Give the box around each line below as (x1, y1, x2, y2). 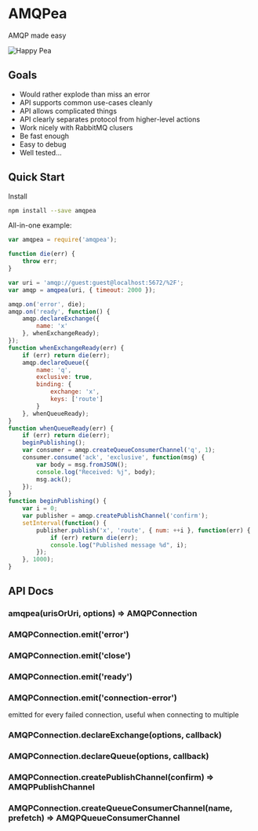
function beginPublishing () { (8, 498, 107, 505)
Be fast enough (19, 131, 69, 140)
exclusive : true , (36, 374, 93, 381)
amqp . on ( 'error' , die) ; (8, 300, 86, 308)
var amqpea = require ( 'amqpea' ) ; (8, 236, 118, 244)
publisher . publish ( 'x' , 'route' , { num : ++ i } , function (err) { (36, 527, 251, 534)
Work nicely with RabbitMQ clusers (19, 122, 133, 132)
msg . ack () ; (36, 476, 72, 483)
